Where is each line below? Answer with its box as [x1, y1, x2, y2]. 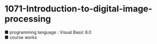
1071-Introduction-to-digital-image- [4, 3, 153, 14]
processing [4, 13, 51, 24]
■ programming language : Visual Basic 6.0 [4, 29, 92, 35]
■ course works [4, 34, 37, 40]
